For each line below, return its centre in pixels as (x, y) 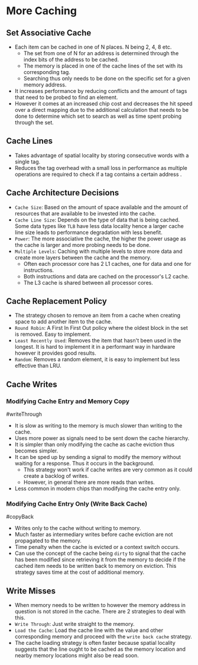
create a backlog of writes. (56, 476)
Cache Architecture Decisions (63, 193)
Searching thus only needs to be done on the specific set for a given (107, 78)
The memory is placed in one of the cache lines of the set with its (103, 66)
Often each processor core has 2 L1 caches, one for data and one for (107, 264)
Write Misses (31, 591)
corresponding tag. (47, 72)
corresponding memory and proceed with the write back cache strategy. (103, 637)
